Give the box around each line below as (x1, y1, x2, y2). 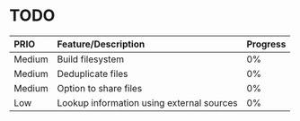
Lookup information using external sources (57, 96, 238, 108)
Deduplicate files (57, 67, 128, 80)
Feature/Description (57, 38, 146, 50)
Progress (246, 38, 287, 50)
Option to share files (57, 82, 143, 94)
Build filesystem (57, 53, 125, 65)
